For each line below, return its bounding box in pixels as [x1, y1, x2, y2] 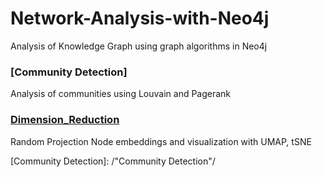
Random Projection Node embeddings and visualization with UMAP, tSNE [10, 135, 312, 147]
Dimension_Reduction [10, 113, 120, 127]
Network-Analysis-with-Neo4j [10, 7, 270, 30]
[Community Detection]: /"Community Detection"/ [10, 155, 216, 167]
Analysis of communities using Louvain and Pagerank [10, 88, 232, 100]
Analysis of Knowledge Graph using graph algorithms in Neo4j [10, 40, 268, 52]
